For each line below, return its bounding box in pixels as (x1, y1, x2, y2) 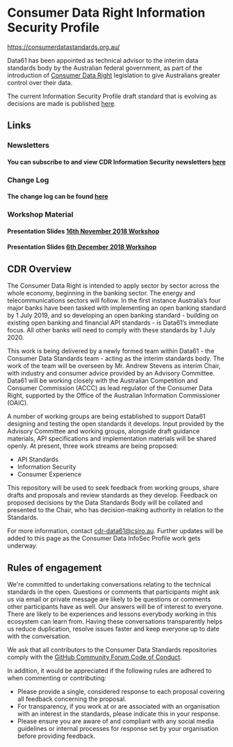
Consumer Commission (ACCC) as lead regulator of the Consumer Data (7, 384, 213, 392)
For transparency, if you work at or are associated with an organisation (17, 702, 220, 711)
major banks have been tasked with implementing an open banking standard (7, 304, 226, 312)
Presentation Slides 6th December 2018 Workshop (7, 242, 157, 252)
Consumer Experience (17, 470, 82, 479)
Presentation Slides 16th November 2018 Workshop (7, 226, 160, 235)
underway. (7, 541, 38, 550)
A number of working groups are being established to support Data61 (7, 413, 206, 421)
